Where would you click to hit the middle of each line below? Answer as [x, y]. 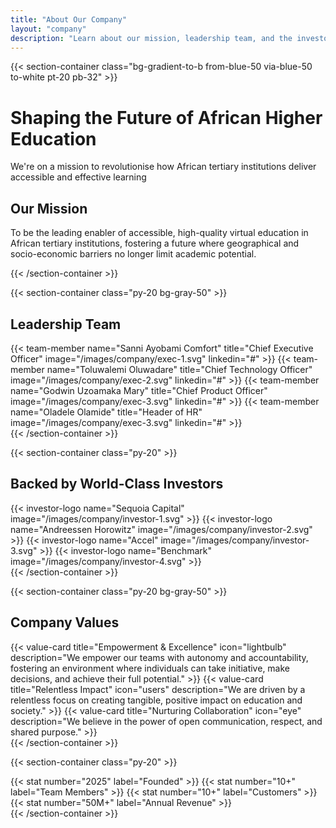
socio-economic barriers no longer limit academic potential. [133, 254]
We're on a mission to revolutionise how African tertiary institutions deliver [163, 167]
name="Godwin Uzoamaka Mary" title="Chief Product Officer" [139, 390]
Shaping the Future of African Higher [166, 117]
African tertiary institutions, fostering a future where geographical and [155, 243]
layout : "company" [48, 29]
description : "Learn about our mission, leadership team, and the [151, 38]
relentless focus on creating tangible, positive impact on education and [156, 700]
